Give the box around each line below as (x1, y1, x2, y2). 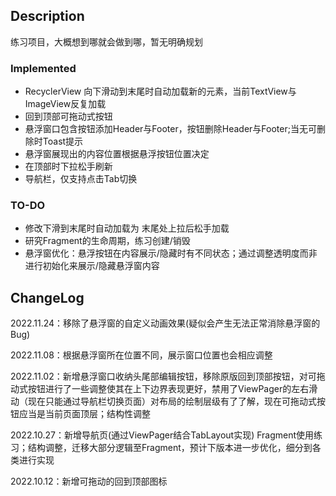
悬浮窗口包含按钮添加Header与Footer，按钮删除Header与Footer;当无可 (24, 123, 317, 135)
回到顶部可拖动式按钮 (24, 110, 113, 123)
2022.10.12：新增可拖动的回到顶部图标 (10, 475, 168, 488)
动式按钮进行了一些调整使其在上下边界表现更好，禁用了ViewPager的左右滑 (10, 383, 318, 395)
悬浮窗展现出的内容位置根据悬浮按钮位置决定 (24, 148, 210, 160)
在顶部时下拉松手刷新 (24, 160, 113, 173)
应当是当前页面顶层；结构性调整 (18, 408, 151, 420)
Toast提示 (42, 135, 84, 148)
